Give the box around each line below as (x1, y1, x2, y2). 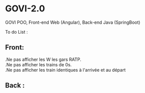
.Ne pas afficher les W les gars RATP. (5, 56, 81, 62)
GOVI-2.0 (5, 3, 45, 14)
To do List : (5, 29, 28, 35)
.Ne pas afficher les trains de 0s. (5, 61, 72, 67)
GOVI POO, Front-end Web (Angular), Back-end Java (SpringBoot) (5, 19, 141, 25)
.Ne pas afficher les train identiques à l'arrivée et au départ (5, 67, 126, 73)
